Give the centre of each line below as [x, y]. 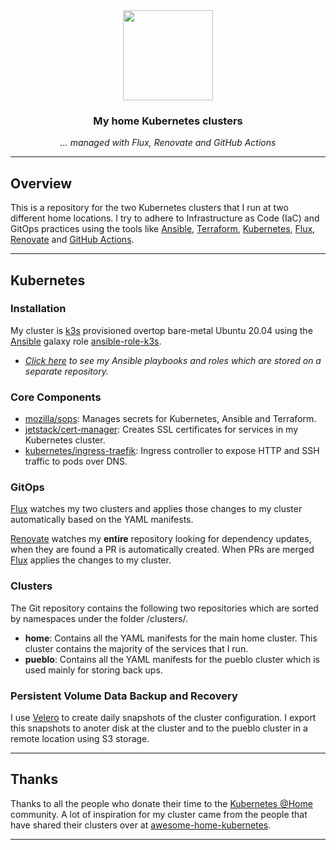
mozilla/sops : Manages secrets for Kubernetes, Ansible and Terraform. [170, 419]
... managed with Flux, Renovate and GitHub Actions [168, 143]
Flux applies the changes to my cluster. [91, 560]
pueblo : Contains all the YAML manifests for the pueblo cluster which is [172, 659]
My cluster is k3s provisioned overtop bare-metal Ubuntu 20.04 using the [161, 330]
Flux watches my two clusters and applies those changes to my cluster [156, 509]
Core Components [56, 397]
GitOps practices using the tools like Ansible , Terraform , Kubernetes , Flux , [163, 229]
